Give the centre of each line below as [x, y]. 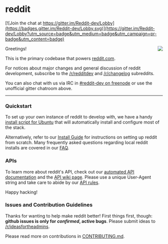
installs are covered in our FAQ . [37, 148]
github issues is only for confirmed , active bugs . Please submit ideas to [80, 221]
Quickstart [18, 106]
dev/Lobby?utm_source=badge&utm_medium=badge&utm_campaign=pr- [81, 33]
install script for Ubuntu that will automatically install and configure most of [82, 122]
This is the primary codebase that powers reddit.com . [60, 58]
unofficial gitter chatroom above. [39, 88]
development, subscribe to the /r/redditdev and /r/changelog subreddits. [80, 73]
